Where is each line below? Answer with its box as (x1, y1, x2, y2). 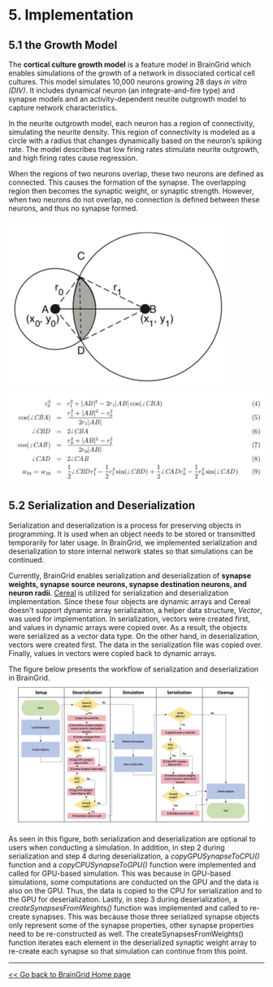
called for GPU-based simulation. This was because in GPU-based (8, 868, 232, 879)
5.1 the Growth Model (8, 38, 118, 52)
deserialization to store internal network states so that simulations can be (8, 546, 253, 556)
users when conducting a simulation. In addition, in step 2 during (8, 843, 225, 853)
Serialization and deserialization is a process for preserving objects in (8, 520, 241, 530)
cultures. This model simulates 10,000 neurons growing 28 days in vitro (8, 77, 248, 86)
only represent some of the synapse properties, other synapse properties (8, 920, 254, 930)
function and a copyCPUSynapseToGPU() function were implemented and (8, 860, 256, 870)
